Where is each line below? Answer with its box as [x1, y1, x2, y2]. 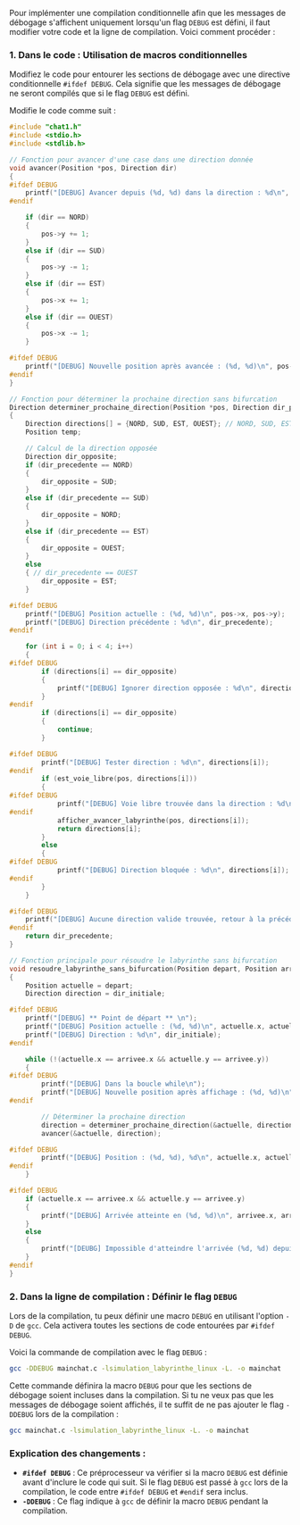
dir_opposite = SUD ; [41, 477, 118, 486]
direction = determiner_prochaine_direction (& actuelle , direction [41, 1121, 294, 1129]
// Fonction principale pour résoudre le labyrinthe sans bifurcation [9, 955, 278, 965]
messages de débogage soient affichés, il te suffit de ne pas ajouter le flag [9, 1399, 284, 1410]
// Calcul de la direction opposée [25, 444, 158, 454]
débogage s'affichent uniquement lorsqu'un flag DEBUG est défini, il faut [9, 17, 271, 28]
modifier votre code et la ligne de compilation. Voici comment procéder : [9, 27, 276, 37]
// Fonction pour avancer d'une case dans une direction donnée [9, 155, 254, 164]
